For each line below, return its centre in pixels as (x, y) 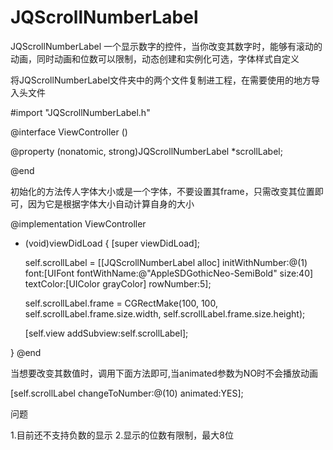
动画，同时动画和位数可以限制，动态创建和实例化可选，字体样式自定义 (155, 58)
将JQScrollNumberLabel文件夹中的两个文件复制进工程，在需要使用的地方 (161, 80)
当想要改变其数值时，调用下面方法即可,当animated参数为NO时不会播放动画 (164, 373)
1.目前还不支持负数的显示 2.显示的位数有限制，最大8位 (122, 435)
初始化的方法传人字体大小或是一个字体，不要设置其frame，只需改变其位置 (162, 191)
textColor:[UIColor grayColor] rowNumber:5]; (118, 283)
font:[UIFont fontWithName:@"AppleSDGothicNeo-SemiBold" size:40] (169, 273)
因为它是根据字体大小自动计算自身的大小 (111, 203)
